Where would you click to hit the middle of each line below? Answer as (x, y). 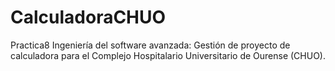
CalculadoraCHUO (88, 17)
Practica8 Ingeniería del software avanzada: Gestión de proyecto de (150, 45)
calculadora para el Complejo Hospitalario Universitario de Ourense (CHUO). (168, 55)
